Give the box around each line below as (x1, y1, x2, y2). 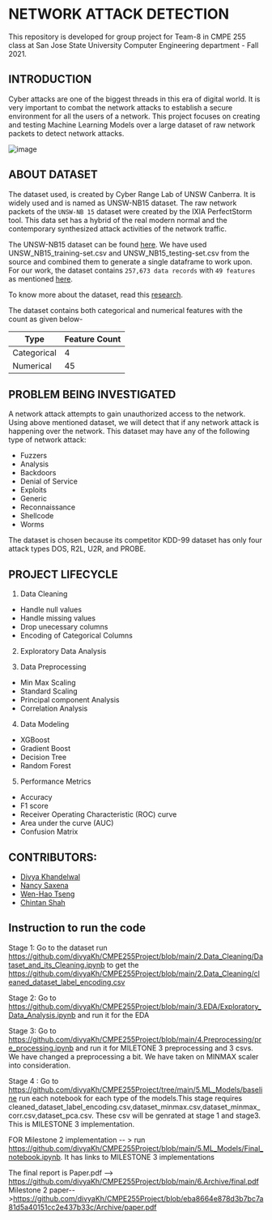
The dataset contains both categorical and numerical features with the (8, 305, 243, 315)
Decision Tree (19, 752, 67, 762)
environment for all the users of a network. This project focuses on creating (8, 111, 261, 121)
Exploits (19, 485, 47, 495)
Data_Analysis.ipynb (8, 1010, 76, 1020)
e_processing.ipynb (8, 1043, 74, 1053)
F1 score (19, 801, 49, 811)
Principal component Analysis (19, 695, 120, 705)
